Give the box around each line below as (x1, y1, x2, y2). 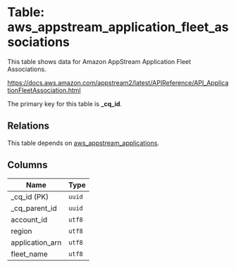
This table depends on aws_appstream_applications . (7, 139, 160, 147)
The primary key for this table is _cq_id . (7, 99, 122, 108)
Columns (7, 159, 48, 171)
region (11, 226, 32, 236)
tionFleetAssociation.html (7, 86, 81, 94)
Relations (7, 120, 50, 132)
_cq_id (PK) (11, 191, 49, 201)
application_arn (11, 237, 62, 247)
